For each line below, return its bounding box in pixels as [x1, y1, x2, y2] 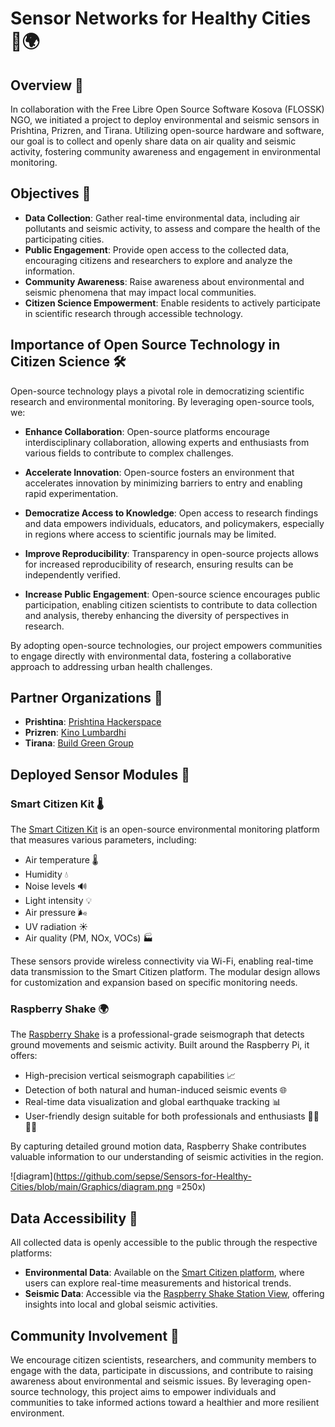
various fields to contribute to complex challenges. [24, 447, 234, 459]
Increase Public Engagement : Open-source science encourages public [24, 588, 321, 600]
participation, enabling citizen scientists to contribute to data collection [24, 598, 318, 611]
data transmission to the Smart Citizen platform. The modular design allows [10, 966, 321, 978]
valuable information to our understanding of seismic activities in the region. [10, 1151, 324, 1163]
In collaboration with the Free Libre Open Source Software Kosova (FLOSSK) [10, 103, 325, 115]
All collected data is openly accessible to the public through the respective [10, 1237, 318, 1249]
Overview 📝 [10, 77, 84, 94]
